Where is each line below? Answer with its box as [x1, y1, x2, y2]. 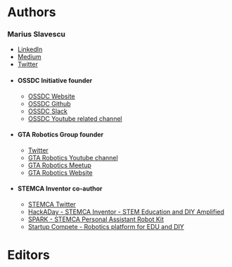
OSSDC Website [27, 92, 75, 100]
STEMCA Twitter [27, 200, 76, 209]
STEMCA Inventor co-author [17, 184, 103, 193]
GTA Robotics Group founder [17, 131, 104, 139]
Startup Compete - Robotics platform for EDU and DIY [27, 223, 185, 231]
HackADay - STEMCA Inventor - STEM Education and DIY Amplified [27, 208, 225, 216]
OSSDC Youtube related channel [27, 114, 122, 123]
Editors [7, 247, 51, 263]
